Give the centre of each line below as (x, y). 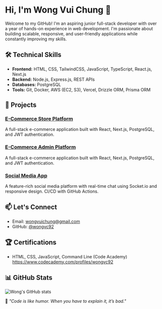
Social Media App (26, 176)
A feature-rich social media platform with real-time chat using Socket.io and (81, 186)
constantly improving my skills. (36, 39)
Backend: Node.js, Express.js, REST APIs (53, 79)
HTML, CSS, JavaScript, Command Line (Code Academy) (70, 256)
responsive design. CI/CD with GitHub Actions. (52, 191)
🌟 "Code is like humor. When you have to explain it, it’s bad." (66, 301)
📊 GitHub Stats (29, 278)
